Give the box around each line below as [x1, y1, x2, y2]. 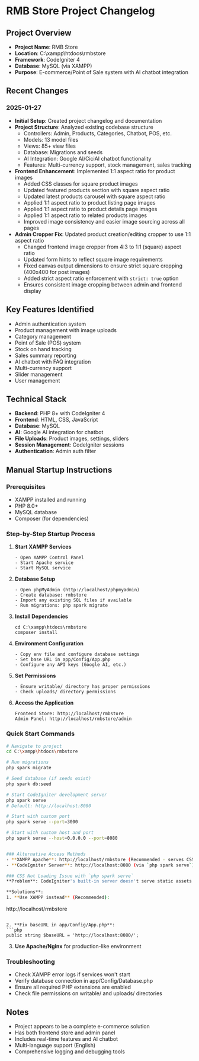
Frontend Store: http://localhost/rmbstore [14, 710, 124, 717]
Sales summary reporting [14, 352, 77, 359]
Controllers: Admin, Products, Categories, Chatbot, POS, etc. [23, 129, 172, 137]
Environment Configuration [14, 640, 84, 647]
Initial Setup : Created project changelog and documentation [14, 117, 162, 124]
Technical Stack [6, 394, 67, 404]
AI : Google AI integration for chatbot [14, 429, 104, 436]
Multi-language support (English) [14, 1042, 96, 1049]
